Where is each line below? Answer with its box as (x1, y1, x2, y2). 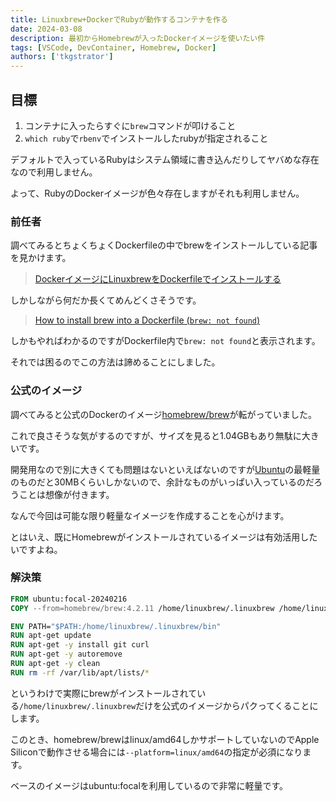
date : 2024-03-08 (10, 24, 83, 34)
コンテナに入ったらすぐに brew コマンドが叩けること (24, 119, 237, 131)
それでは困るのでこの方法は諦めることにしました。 (10, 356, 221, 368)
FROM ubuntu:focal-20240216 (10, 594, 128, 604)
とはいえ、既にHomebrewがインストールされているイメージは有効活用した (10, 531, 318, 543)
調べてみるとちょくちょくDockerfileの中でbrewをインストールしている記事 (10, 239, 318, 251)
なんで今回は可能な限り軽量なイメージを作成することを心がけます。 (10, 509, 290, 521)
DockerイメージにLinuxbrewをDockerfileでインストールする (34, 273, 282, 285)
